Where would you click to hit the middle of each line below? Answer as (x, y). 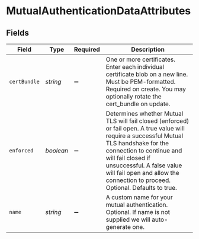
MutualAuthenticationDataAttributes (99, 11)
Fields (18, 33)
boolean (57, 151)
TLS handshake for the (137, 143)
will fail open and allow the (142, 173)
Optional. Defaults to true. (142, 188)
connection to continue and (144, 151)
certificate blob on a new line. (147, 74)
